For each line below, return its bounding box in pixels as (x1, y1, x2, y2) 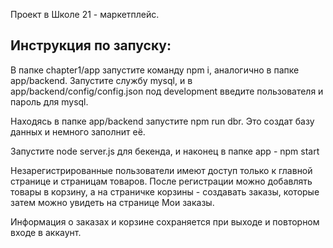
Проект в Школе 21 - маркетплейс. (10, 9, 160, 20)
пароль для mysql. (10, 95, 89, 108)
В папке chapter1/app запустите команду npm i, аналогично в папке (10, 64, 300, 76)
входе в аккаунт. (10, 226, 82, 238)
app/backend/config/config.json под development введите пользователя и (10, 85, 324, 97)
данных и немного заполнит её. (10, 125, 146, 138)
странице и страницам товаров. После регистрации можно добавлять (10, 175, 313, 187)
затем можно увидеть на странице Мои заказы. (10, 196, 215, 208)
